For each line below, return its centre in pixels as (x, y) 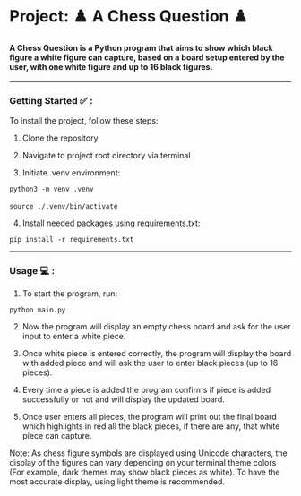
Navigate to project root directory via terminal (106, 155)
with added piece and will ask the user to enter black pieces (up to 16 (150, 363)
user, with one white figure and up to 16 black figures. (111, 66)
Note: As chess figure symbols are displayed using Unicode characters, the (149, 453)
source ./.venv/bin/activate (64, 206)
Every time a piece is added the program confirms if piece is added (146, 389)
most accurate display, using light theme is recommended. (117, 481)
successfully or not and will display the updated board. (124, 399)
